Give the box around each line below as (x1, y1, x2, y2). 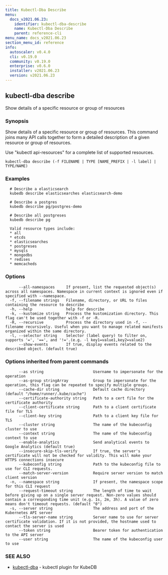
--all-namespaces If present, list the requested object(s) (18, 284, 156, 290)
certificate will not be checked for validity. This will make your (5, 453, 152, 458)
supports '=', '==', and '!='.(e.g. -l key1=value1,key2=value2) (5, 337, 145, 342)
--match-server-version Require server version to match (18, 470, 163, 476)
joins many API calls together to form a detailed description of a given (5, 134, 150, 140)
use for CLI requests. (5, 466, 53, 471)
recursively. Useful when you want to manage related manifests (25, 324, 163, 329)
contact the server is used (5, 523, 64, 529)
